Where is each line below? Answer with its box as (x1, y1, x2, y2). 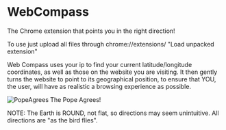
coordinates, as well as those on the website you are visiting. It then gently (7, 68, 218, 76)
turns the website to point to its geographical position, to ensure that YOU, (7, 75, 216, 83)
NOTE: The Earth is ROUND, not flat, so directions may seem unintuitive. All (7, 109, 219, 117)
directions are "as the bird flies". (7, 116, 98, 124)
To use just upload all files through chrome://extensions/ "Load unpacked (7, 40, 214, 48)
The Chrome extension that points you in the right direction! (7, 27, 176, 35)
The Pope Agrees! (50, 95, 101, 103)
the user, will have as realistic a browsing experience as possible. (7, 82, 192, 90)
